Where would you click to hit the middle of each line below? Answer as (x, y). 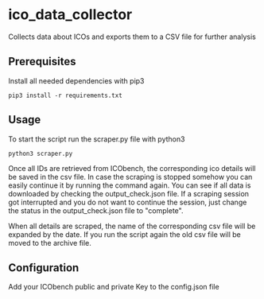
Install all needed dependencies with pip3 (76, 80)
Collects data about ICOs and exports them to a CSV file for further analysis (132, 37)
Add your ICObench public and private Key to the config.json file (114, 287)
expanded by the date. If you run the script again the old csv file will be (124, 234)
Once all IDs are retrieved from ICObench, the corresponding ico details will (132, 168)
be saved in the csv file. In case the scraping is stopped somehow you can (130, 177)
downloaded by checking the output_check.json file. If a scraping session (128, 193)
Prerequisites (42, 62)
